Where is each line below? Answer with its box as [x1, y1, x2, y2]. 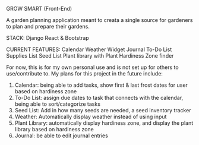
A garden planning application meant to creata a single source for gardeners [6, 17, 193, 23]
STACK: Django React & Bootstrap [6, 34, 89, 41]
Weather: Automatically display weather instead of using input [14, 113, 167, 120]
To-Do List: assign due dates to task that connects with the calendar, [14, 94, 184, 101]
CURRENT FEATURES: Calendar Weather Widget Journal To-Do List [6, 46, 172, 53]
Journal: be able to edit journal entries [14, 132, 108, 139]
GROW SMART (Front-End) [6, 5, 72, 12]
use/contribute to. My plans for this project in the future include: [6, 70, 163, 77]
